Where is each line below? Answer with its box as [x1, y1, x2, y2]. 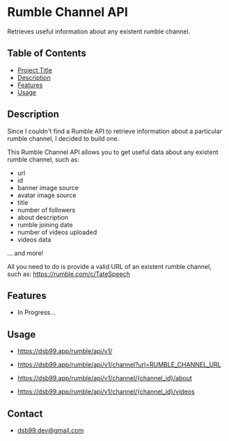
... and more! [7, 249, 44, 257]
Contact [7, 408, 43, 419]
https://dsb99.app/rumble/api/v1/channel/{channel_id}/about [17, 374, 193, 382]
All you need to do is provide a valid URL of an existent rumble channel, [7, 262, 212, 270]
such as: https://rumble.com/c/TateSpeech [7, 270, 130, 278]
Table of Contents [7, 47, 87, 59]
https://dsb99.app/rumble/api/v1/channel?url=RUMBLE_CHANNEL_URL [17, 360, 221, 369]
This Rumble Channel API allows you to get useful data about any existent [7, 148, 219, 156]
